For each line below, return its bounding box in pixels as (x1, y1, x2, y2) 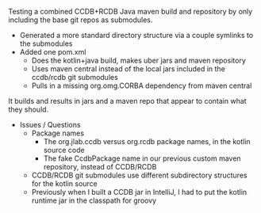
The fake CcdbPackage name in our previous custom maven (43, 154, 241, 163)
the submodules (19, 39, 73, 48)
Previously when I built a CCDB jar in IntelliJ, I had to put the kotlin (31, 188, 248, 196)
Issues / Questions (19, 120, 81, 129)
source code (43, 146, 85, 154)
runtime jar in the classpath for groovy (31, 196, 157, 205)
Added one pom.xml (19, 48, 86, 56)
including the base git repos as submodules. (8, 15, 153, 25)
